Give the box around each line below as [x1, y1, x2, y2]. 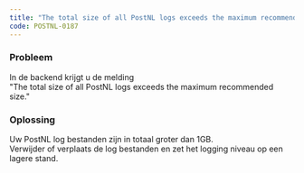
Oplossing [9, 114, 56, 126]
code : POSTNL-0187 [9, 22, 79, 31]
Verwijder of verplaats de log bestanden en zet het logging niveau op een [9, 143, 283, 154]
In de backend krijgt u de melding [9, 71, 135, 82]
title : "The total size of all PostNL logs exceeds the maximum [9, 13, 257, 23]
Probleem [9, 51, 53, 64]
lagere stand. [9, 153, 59, 164]
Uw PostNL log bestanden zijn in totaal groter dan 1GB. [9, 134, 214, 145]
